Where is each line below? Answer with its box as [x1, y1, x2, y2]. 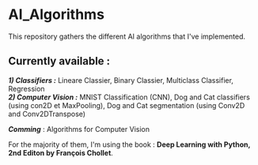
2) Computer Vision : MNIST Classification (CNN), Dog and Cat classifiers [8, 92, 251, 102]
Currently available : [8, 54, 111, 68]
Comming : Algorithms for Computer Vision [8, 124, 150, 133]
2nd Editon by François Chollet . [8, 148, 113, 157]
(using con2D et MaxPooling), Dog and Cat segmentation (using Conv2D [8, 100, 245, 110]
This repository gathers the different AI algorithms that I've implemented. [8, 32, 246, 41]
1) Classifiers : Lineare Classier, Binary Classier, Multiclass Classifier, [8, 75, 233, 84]
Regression [8, 84, 45, 93]
